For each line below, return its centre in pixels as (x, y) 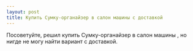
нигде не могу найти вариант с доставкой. (62, 41)
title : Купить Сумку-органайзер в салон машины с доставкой (85, 18)
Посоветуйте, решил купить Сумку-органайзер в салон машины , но (96, 35)
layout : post (23, 12)
